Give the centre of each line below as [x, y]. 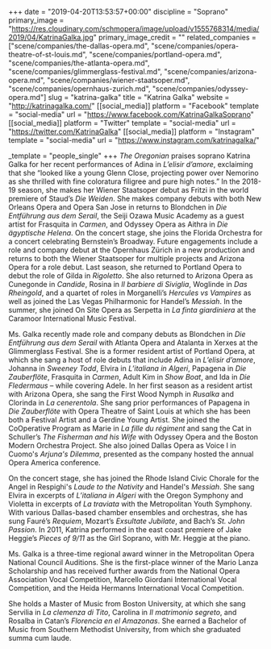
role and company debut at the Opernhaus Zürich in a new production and [132, 250]
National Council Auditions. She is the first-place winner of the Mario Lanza [133, 562]
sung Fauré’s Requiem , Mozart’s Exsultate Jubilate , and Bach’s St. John [127, 521]
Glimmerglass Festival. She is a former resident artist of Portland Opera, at [132, 351]
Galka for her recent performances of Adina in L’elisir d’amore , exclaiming [131, 164]
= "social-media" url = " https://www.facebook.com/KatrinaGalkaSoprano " [131, 114]
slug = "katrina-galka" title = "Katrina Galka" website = [139, 97]
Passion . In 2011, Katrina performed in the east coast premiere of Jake [125, 530]
